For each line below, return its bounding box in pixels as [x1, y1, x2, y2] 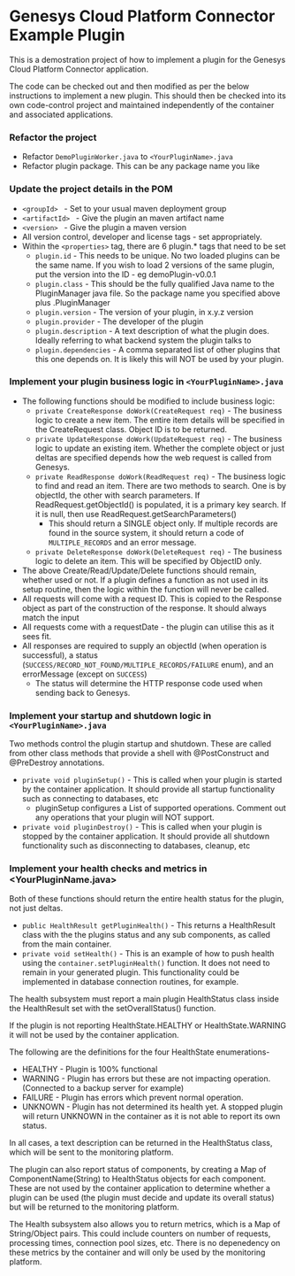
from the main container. [21, 939, 112, 949]
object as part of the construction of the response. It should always [21, 602, 267, 613]
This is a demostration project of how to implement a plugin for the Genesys [9, 54, 286, 65]
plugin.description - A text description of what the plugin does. [34, 325, 269, 336]
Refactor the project [9, 131, 97, 143]
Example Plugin [9, 25, 125, 45]
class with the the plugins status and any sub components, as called [21, 930, 271, 940]
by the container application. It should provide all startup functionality [21, 784, 276, 794]
